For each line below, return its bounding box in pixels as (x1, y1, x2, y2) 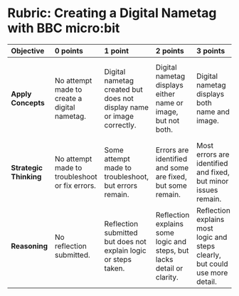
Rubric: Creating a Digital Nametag (7, 5, 217, 21)
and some (155, 162, 189, 172)
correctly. (104, 120, 137, 129)
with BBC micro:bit (7, 20, 120, 36)
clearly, (196, 250, 222, 260)
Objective (11, 46, 45, 55)
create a (54, 93, 83, 103)
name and (196, 107, 230, 117)
